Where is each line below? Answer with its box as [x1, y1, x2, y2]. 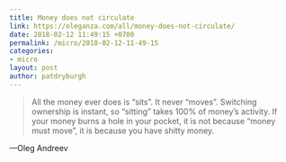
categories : [9, 47, 54, 56]
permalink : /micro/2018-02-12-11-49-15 [9, 38, 159, 48]
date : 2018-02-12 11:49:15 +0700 [9, 30, 135, 39]
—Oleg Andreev [9, 142, 69, 153]
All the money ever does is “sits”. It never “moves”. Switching [31, 96, 257, 107]
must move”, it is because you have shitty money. [31, 125, 215, 136]
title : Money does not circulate [9, 13, 135, 22]
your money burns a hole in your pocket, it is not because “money [31, 115, 276, 126]
